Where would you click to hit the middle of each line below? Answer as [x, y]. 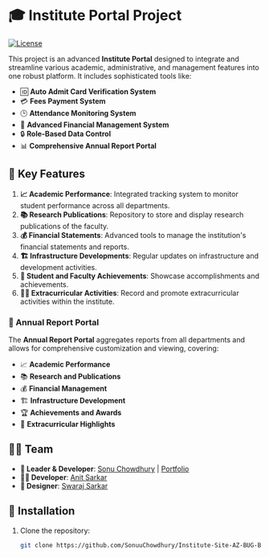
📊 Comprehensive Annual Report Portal [88, 145]
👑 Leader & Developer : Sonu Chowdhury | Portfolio [104, 469]
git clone [37, 545]
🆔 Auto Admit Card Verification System [88, 91]
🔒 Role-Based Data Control [65, 133]
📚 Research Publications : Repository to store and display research [132, 215]
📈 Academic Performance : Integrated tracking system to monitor [129, 194]
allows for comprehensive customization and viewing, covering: [114, 348]
